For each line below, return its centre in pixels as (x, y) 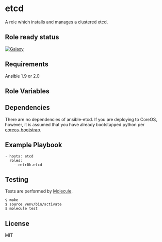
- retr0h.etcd (28, 165)
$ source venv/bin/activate (33, 205)
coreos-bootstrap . (23, 130)
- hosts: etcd (19, 156)
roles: (16, 160)
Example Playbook (33, 145)
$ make (12, 200)
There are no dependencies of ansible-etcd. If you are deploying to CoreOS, (81, 119)
